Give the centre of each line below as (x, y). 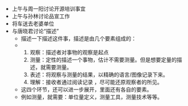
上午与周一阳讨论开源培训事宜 (48, 9)
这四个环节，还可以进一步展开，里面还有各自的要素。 (87, 89)
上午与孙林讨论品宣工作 (41, 16)
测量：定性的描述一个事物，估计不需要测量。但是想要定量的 (103, 60)
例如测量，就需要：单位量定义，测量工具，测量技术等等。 (92, 97)
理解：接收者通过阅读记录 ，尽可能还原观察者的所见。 (96, 82)
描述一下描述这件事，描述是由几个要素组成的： (78, 38)
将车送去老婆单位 (33, 24)
